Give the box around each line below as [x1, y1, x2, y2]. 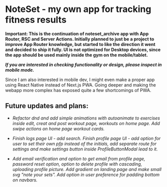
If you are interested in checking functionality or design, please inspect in [5, 61, 162, 67]
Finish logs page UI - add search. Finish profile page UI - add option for [12, 135, 161, 141]
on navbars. [12, 176, 37, 183]
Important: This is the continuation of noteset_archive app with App [5, 30, 149, 36]
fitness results [5, 14, 66, 25]
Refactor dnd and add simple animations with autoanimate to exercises [12, 115, 160, 121]
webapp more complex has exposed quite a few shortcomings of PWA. [5, 87, 151, 93]
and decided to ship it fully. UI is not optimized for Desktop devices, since [5, 46, 161, 52]
